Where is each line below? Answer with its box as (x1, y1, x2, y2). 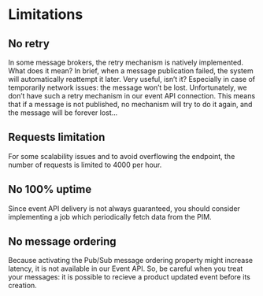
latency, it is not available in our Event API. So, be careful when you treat (8, 264, 243, 273)
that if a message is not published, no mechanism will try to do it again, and (8, 100, 253, 109)
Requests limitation (8, 131, 106, 144)
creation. (8, 281, 37, 290)
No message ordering (8, 235, 117, 249)
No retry (8, 37, 50, 50)
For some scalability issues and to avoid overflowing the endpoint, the (8, 151, 235, 161)
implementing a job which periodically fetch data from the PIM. (8, 212, 212, 221)
